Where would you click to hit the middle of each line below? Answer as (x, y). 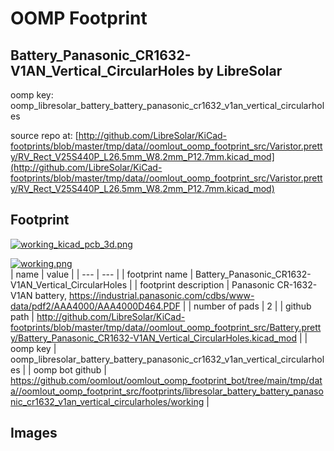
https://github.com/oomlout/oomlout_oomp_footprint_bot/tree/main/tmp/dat (166, 380)
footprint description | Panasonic (207, 284)
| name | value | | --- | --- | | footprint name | (102, 274)
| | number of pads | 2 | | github (247, 306)
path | (22, 316)
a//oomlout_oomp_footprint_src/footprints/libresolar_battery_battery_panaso (167, 391)
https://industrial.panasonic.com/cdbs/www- (161, 295)
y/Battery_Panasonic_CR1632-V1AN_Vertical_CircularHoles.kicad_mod (153, 338)
